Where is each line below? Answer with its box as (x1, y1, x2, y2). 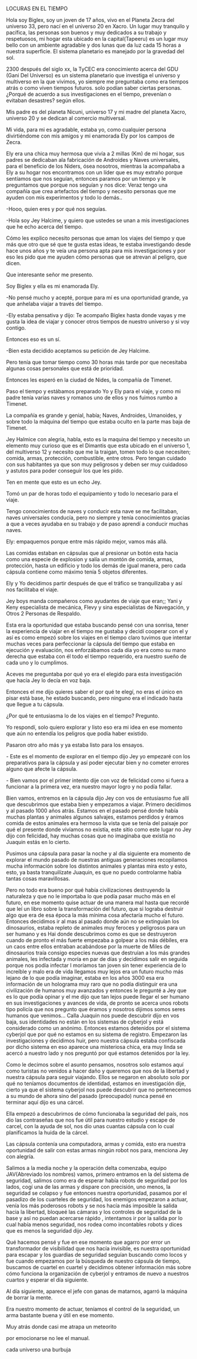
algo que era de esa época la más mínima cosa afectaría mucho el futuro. (6, 912, 184, 918)
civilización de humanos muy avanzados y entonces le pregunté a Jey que (6, 987, 187, 994)
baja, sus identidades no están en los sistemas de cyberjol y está (6, 1018, 163, 1025)
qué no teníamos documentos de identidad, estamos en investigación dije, (6, 1080, 186, 1087)
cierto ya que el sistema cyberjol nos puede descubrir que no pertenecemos (6, 1086, 192, 1093)
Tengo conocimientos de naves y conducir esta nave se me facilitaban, (6, 508, 178, 514)
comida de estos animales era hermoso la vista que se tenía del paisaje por (6, 820, 188, 826)
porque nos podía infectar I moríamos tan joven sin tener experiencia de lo (6, 962, 186, 969)
